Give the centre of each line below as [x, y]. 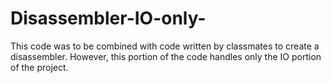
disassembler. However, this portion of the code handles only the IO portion [166, 56]
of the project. [39, 67]
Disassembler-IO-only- [108, 18]
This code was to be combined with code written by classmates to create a [165, 46]
